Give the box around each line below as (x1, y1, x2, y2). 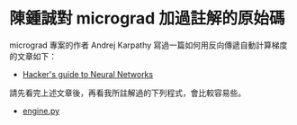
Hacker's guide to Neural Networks (22, 68, 154, 79)
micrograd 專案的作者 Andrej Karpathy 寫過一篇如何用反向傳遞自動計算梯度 (9, 40, 288, 50)
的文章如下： (9, 50, 57, 61)
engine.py (22, 105, 60, 116)
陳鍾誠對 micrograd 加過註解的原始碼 (9, 8, 285, 29)
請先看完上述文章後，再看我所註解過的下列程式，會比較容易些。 (9, 87, 246, 98)
